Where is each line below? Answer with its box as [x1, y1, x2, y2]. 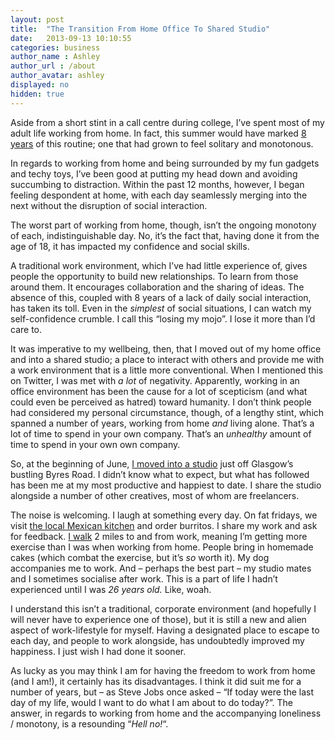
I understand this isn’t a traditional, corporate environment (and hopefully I [10, 602, 317, 615]
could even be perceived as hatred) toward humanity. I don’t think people [10, 396, 312, 408]
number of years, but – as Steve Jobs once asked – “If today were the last [10, 686, 315, 698]
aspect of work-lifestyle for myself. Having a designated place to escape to [10, 624, 320, 636]
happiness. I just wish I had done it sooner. [10, 645, 187, 657]
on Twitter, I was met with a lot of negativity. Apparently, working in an [10, 374, 300, 386]
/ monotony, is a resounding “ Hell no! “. [10, 717, 169, 730]
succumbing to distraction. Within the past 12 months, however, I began [10, 178, 305, 190]
